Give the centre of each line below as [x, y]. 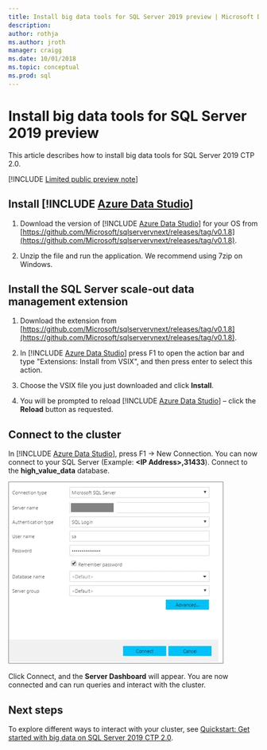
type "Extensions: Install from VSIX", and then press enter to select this [136, 362]
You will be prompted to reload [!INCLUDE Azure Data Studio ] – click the [138, 401]
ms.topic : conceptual [44, 68]
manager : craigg [35, 51]
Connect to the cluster [65, 434]
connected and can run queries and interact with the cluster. [107, 685]
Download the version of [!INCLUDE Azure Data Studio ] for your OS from [139, 223]
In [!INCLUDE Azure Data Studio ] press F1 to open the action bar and [132, 353]
